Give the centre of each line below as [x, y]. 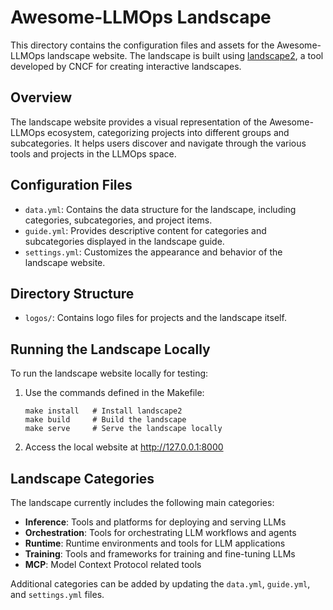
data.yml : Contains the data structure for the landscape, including [160, 209]
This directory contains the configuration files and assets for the [142, 45]
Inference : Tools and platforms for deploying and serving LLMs [155, 522]
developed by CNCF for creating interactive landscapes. [126, 66]
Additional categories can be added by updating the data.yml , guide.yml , [160, 584]
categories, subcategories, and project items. [118, 220]
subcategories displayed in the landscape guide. [124, 241]
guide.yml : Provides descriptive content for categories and [145, 230]
